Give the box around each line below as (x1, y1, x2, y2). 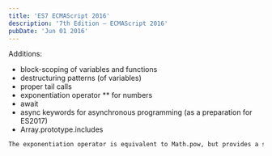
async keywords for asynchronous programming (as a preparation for (19, 108, 253, 117)
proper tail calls (19, 82, 73, 91)
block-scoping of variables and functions (19, 65, 158, 74)
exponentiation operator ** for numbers (19, 91, 153, 100)
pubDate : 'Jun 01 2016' (8, 27, 89, 35)
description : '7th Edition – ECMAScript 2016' (8, 19, 168, 27)
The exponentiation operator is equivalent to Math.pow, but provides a (8, 141, 259, 149)
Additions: (8, 49, 43, 59)
